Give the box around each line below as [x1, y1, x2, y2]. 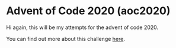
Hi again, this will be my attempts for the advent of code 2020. [6, 24, 159, 31]
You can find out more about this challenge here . [6, 35, 126, 42]
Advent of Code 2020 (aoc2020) [6, 4, 171, 18]
